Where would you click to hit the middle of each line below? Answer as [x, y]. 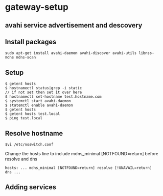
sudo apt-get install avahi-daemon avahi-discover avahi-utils [71, 53]
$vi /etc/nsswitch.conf [29, 145]
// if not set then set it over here [44, 92]
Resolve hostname [34, 133]
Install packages [31, 42]
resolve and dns [21, 159]
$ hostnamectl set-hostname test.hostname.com [53, 97]
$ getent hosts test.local [33, 114]
